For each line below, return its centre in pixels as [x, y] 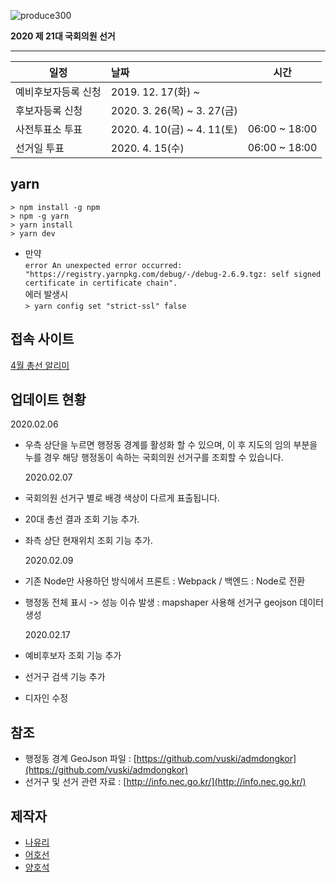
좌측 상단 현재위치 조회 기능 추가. [88, 541]
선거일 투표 [40, 148]
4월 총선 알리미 [40, 365]
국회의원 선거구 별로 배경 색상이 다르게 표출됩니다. [122, 498]
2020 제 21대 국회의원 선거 [63, 36]
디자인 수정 [46, 698]
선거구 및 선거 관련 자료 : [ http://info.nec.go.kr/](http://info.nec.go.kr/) [165, 782]
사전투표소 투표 [49, 129]
